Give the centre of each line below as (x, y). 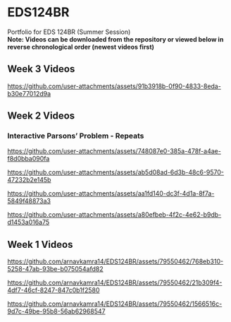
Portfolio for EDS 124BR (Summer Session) (69, 32)
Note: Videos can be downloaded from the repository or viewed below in (115, 39)
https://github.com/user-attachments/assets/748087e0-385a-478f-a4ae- (114, 151)
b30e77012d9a (29, 93)
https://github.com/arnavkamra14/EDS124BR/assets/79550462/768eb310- (115, 261)
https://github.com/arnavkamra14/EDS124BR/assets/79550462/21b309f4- (115, 282)
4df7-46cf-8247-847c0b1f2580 (54, 290)
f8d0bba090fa (29, 159)
